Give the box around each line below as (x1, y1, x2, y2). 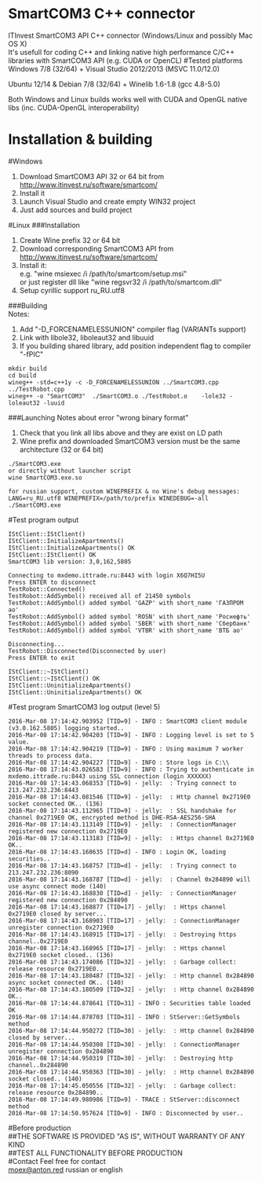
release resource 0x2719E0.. (8, 964, 104, 973)
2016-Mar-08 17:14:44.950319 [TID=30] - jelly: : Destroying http (8, 1054, 234, 1062)
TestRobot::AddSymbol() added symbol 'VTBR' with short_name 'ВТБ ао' (8, 626, 244, 634)
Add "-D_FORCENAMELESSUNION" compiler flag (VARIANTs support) (19, 324, 247, 334)
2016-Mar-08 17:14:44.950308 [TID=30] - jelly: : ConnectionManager (8, 1041, 241, 1048)
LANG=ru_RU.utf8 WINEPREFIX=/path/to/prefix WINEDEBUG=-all (8, 494, 209, 502)
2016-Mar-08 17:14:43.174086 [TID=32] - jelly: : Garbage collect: (8, 958, 237, 966)
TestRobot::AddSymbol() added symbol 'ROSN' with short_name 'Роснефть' (8, 612, 251, 621)
